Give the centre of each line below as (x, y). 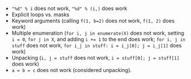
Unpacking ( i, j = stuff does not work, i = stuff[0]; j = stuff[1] (95, 58)
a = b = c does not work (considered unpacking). (72, 70)
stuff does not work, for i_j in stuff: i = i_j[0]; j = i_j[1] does (97, 45)
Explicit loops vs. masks (41, 15)
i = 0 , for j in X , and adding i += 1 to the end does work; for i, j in (98, 39)
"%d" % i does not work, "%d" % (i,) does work (69, 8)
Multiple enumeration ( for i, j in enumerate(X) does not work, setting (98, 33)
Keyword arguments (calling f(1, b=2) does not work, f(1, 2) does (93, 21)
